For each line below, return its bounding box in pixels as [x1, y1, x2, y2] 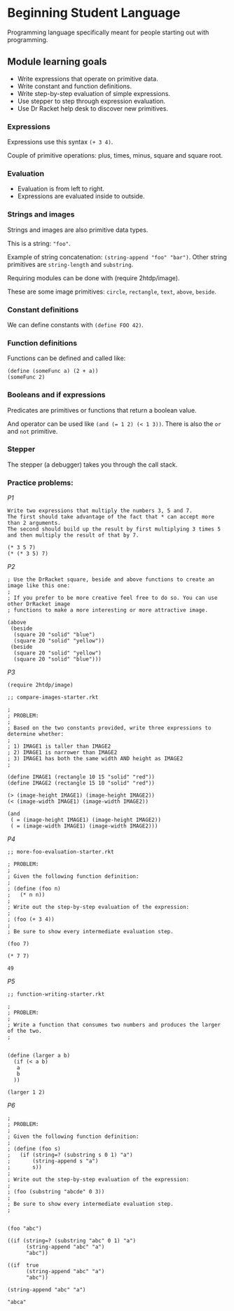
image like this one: [7, 582, 71, 589]
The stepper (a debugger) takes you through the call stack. [7, 460, 178, 469]
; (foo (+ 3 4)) [7, 916, 55, 923]
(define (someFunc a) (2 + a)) [7, 368, 99, 375]
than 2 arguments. [7, 520, 61, 527]
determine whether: [7, 731, 64, 738]
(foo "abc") [7, 1225, 42, 1233]
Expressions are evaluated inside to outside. [17, 192, 145, 200]
